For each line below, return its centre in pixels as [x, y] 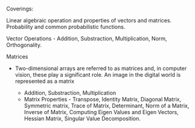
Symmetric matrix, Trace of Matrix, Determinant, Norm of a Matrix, [107, 106]
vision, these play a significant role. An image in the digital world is [98, 75]
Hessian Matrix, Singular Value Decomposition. [82, 118]
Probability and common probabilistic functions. [66, 27]
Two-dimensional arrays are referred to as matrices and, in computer [101, 68]
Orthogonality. [24, 45]
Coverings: [20, 9]
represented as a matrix [44, 81]
